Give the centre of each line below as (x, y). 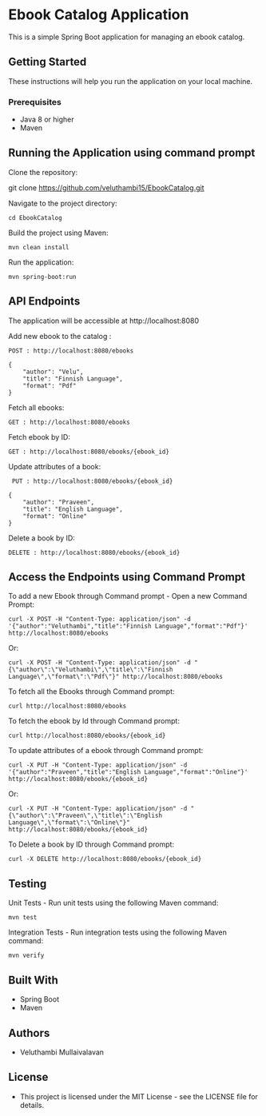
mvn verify (26, 956)
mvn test (23, 918)
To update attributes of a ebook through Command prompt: (106, 751)
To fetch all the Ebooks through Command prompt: (91, 692)
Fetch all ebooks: (36, 407)
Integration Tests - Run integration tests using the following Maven (118, 932)
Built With (33, 980)
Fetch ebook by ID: (39, 436)
